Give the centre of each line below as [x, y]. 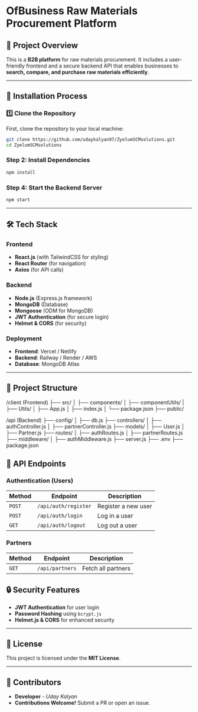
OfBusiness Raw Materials [72, 11]
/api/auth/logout [62, 525]
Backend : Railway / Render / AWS [56, 358]
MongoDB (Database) [41, 304]
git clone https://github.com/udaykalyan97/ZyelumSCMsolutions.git [91, 139]
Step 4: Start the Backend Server [54, 188]
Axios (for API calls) [39, 270]
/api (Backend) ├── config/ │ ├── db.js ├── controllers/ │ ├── [84, 420]
